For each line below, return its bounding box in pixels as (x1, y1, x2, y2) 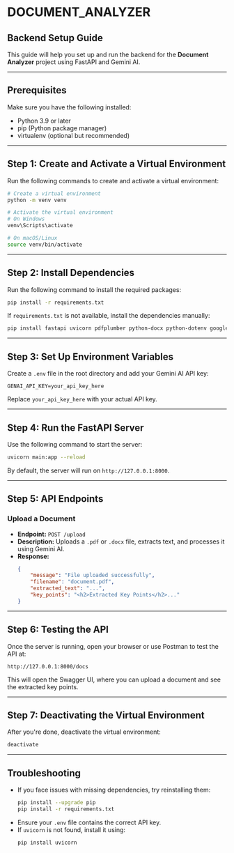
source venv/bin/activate (7, 241, 82, 248)
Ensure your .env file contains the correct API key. (17, 818, 162, 827)
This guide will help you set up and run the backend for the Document (7, 50, 209, 59)
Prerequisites (7, 84, 67, 96)
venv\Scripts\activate (7, 222, 73, 229)
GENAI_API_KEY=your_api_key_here (7, 383, 104, 390)
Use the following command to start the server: (7, 440, 143, 448)
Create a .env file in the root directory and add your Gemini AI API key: (7, 369, 209, 378)
